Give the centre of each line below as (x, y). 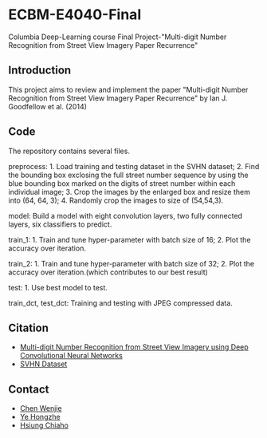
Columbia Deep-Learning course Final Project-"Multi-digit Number (118, 37)
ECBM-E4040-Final (75, 15)
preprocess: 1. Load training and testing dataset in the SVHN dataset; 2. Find (134, 166)
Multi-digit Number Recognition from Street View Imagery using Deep (134, 347)
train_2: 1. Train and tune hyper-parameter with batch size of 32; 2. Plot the (132, 263)
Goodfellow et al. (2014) (48, 106)
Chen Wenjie (41, 408)
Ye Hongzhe (40, 417)
